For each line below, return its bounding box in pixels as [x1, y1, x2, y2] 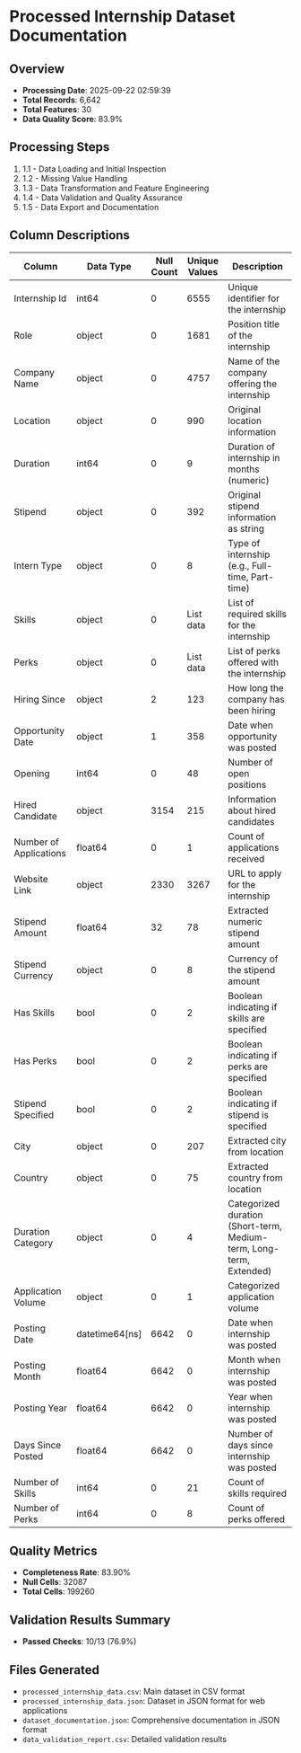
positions [228, 778, 267, 791]
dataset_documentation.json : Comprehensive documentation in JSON [21, 1714, 280, 1726]
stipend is [228, 1108, 269, 1120]
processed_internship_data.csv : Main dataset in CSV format [21, 1687, 245, 1697]
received [228, 852, 265, 864]
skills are [228, 1012, 265, 1024]
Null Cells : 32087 [21, 1577, 88, 1588]
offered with [228, 656, 279, 668]
